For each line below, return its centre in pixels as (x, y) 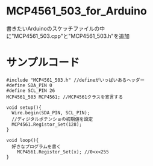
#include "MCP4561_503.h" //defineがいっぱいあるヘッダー (76, 80)
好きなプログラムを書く (36, 146)
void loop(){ (23, 140)
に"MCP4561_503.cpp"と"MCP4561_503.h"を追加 (68, 36)
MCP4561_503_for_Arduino (77, 11)
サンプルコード (43, 63)
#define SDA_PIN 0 (29, 85)
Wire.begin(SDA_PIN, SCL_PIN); (51, 112)
